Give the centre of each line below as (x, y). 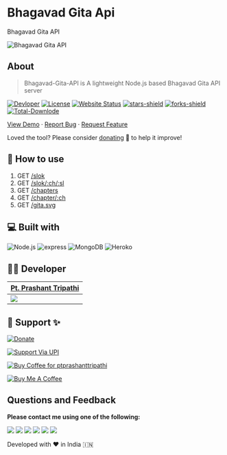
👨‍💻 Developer (37, 269)
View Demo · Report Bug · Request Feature (68, 124)
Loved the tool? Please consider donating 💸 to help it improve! (95, 137)
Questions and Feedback (62, 400)
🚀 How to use (36, 159)
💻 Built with (34, 227)
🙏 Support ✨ (34, 322)
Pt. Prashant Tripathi (45, 288)
